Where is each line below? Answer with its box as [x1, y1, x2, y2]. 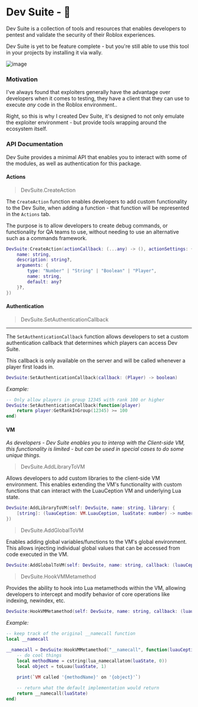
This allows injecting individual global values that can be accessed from [6, 544, 181, 552]
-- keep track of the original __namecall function [6, 630, 136, 637]
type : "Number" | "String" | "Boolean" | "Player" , [27, 268, 157, 274]
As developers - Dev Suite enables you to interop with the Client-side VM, [6, 439, 186, 446]
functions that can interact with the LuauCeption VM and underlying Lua [6, 488, 181, 495]
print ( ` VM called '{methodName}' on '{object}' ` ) [16, 674, 141, 680]
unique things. [6, 452, 41, 459]
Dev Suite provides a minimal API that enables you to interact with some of [6, 153, 187, 160]
